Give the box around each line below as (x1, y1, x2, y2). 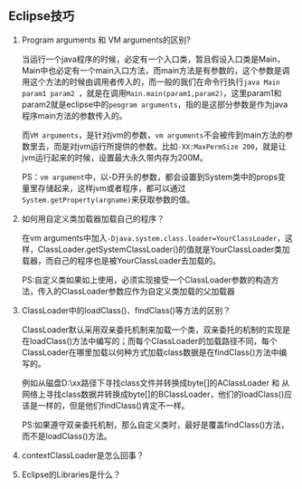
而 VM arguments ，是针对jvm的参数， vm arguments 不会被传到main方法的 (21, 129, 286, 140)
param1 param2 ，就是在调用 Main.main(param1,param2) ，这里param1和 (21, 87, 282, 98)
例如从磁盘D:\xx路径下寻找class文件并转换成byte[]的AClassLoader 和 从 (21, 377, 290, 388)
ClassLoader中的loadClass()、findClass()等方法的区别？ (21, 304, 231, 315)
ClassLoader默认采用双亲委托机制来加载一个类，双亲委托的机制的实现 (21, 324, 283, 335)
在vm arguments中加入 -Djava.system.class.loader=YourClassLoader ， (21, 232, 286, 243)
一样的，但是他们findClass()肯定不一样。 (37, 399, 190, 410)
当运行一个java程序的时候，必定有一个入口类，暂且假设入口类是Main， (21, 53, 286, 64)
